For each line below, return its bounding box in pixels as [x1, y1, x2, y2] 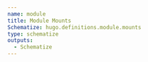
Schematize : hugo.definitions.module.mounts [7, 24, 142, 31]
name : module [7, 10, 46, 18]
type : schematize [7, 30, 59, 38]
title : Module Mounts [7, 17, 72, 24]
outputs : [7, 37, 33, 44]
